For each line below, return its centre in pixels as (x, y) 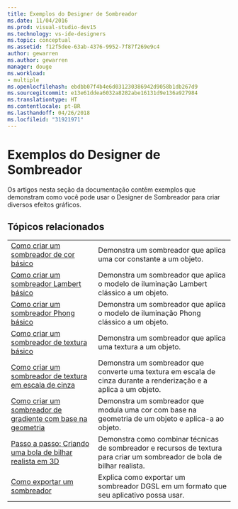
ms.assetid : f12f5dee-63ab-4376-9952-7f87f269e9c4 (84, 47)
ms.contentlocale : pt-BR (44, 106)
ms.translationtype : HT (42, 100)
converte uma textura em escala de (157, 372)
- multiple (23, 80)
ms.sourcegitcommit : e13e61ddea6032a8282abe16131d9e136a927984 (103, 93)
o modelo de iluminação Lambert (153, 284)
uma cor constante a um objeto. (151, 259)
